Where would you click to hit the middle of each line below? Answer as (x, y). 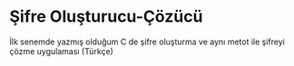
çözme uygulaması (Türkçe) (61, 51)
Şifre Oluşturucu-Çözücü (106, 17)
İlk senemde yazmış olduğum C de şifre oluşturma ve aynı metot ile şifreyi (147, 42)
